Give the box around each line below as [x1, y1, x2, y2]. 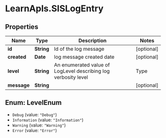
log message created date [54, 54, 115, 60]
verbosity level [54, 74, 88, 80]
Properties [5, 23, 39, 31]
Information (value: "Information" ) [12, 117, 84, 123]
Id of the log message [54, 45, 105, 52]
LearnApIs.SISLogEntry [5, 3, 104, 14]
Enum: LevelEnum [5, 99, 62, 107]
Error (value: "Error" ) [12, 127, 57, 133]
